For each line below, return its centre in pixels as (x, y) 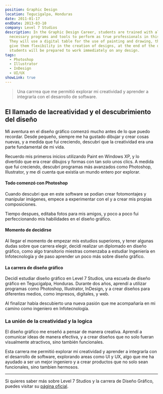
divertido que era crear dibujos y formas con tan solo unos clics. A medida (80, 161)
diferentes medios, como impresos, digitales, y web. (57, 294)
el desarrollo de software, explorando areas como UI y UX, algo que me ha (80, 357)
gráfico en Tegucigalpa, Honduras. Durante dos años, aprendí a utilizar (76, 284)
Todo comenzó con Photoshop (36, 183)
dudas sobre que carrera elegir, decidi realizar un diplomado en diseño (76, 246)
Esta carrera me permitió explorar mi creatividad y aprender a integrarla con (81, 352)
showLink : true (20, 78)
